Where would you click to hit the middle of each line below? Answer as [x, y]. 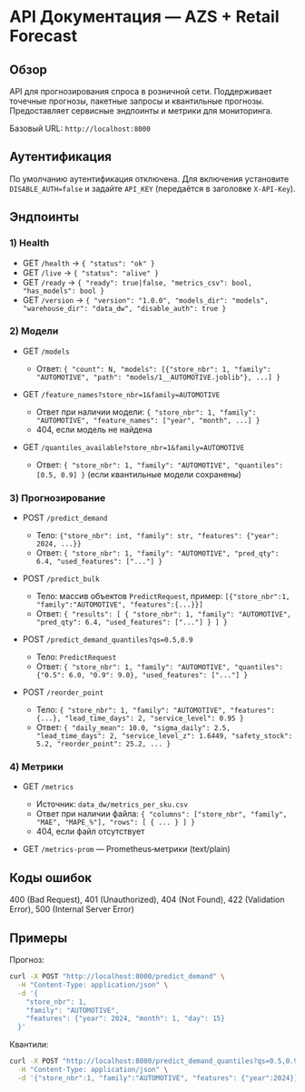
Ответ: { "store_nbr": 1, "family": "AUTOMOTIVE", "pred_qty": [157, 553]
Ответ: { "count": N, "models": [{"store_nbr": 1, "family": [153, 368]
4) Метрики [36, 767]
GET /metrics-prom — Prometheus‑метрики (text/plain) [126, 849]
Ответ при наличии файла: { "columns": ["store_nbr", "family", [162, 814]
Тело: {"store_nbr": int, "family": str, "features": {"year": [157, 536]
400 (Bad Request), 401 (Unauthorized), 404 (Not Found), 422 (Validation [147, 900]
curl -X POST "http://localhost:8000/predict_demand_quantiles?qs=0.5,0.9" [156, 1061]
